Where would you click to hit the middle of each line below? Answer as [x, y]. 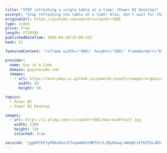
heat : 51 [14, 42]
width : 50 [28, 83]
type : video [17, 24]
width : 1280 [26, 125]
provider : [15, 60]
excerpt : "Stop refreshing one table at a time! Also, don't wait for [80, 14]
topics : [13, 97]
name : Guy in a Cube [31, 65]
